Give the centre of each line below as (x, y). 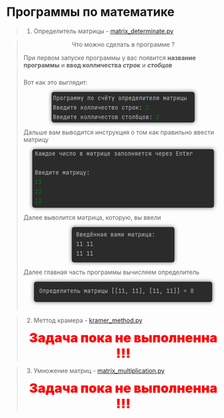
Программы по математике (91, 12)
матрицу (36, 139)
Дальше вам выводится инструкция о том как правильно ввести (119, 132)
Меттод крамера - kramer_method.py (88, 320)
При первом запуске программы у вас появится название (110, 58)
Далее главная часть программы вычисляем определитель (111, 272)
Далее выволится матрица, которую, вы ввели (92, 217)
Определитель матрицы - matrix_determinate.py (103, 31)
